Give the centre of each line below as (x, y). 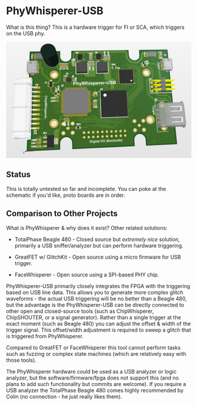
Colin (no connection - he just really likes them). (64, 397)
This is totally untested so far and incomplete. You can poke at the (86, 189)
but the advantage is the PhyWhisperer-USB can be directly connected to (95, 305)
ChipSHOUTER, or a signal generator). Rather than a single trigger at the (94, 317)
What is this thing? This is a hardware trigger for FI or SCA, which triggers (95, 27)
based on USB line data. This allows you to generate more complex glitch (95, 292)
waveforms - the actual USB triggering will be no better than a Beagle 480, (96, 298)
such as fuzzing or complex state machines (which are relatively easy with (96, 354)
